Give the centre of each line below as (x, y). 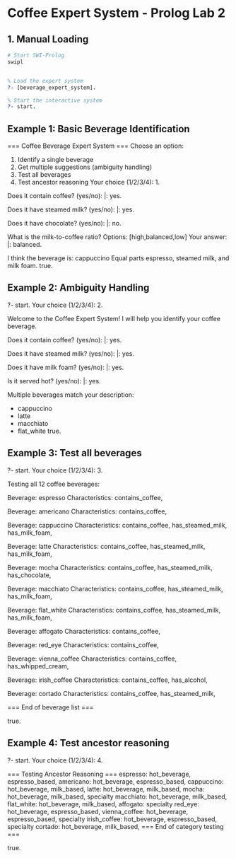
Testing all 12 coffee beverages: (54, 484)
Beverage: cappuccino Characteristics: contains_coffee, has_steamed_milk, (117, 525)
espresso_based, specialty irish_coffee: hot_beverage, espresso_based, (112, 819)
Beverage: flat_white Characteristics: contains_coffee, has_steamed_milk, (114, 610)
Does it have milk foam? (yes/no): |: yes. (66, 367)
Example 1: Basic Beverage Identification (99, 129)
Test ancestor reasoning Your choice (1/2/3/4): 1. (89, 182)
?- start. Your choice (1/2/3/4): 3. (55, 470)
